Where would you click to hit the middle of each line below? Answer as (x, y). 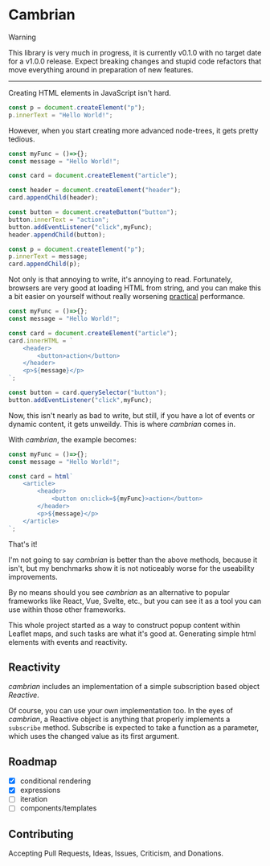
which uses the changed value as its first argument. (94, 737)
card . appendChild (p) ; (45, 264)
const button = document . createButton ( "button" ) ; (93, 212)
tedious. (22, 139)
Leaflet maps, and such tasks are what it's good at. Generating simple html (132, 634)
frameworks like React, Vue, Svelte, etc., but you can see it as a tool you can (135, 601)
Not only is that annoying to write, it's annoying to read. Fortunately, (121, 280)
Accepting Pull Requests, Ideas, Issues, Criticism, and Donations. (116, 853)
